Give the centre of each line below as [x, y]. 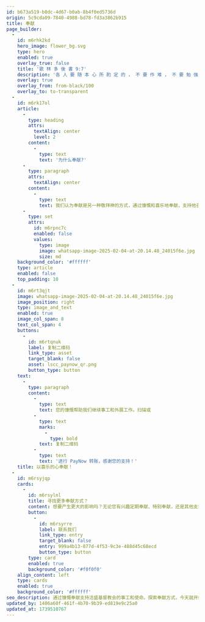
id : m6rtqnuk [45, 342]
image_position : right [46, 302]
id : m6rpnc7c [50, 228]
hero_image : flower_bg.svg [52, 46]
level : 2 [45, 137]
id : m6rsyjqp [34, 478]
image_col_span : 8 [41, 319]
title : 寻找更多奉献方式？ [58, 501]
